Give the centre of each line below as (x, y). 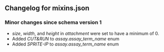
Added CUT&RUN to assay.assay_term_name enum (66, 38)
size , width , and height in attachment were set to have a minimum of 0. (86, 33)
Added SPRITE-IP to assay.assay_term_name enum (65, 44)
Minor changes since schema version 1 (53, 22)
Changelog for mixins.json (47, 8)
